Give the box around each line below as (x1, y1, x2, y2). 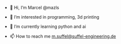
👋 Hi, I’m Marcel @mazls (9, 5, 60, 10)
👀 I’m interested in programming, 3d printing (9, 14, 99, 20)
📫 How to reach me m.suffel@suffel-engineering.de (9, 33, 117, 39)
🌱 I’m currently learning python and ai (9, 23, 86, 29)
